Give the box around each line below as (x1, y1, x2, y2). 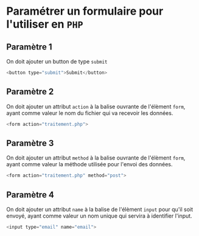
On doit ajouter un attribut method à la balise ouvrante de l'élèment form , (6, 154, 186, 161)
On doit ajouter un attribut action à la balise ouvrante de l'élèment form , (6, 103, 186, 110)
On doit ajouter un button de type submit (6, 58, 108, 65)
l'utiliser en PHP (6, 17, 83, 31)
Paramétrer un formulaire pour (6, 4, 164, 18)
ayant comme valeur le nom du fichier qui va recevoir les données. (6, 109, 173, 117)
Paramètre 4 (6, 190, 55, 200)
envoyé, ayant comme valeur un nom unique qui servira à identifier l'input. (6, 212, 193, 219)
